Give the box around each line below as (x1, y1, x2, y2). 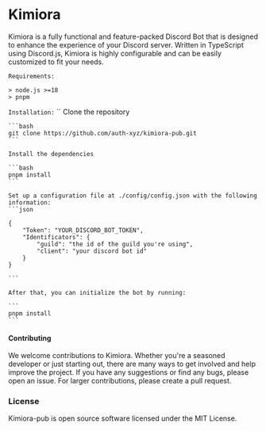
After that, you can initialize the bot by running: (8, 288, 187, 296)
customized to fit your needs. (8, 57, 105, 67)
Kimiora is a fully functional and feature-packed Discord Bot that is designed (8, 32, 258, 41)
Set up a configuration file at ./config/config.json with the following (8, 192, 258, 200)
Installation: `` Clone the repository (8, 107, 130, 116)
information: (8, 198, 52, 207)
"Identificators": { (22, 233, 91, 241)
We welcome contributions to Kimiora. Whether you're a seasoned (8, 351, 226, 360)
